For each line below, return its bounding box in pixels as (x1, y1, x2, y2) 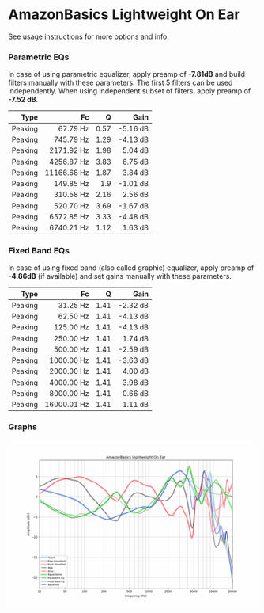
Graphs (8, 421, 37, 432)
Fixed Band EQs (8, 245, 70, 256)
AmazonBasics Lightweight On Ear (8, 6, 240, 24)
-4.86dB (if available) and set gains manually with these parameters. (8, 272, 232, 281)
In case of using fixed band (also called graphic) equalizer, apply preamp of (8, 263, 255, 272)
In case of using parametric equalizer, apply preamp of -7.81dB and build (8, 70, 246, 79)
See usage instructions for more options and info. (8, 32, 170, 41)
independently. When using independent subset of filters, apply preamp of (8, 86, 251, 96)
